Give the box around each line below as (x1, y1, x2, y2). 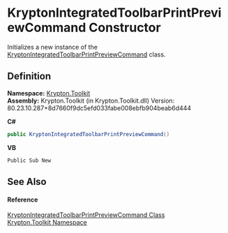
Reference (7, 195, 38, 204)
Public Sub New (7, 157, 52, 164)
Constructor (89, 20, 162, 36)
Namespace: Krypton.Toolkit (7, 89, 91, 97)
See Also (7, 176, 47, 188)
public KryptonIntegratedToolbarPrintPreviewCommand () (7, 130, 170, 137)
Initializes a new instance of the (7, 43, 98, 51)
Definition (7, 70, 51, 82)
